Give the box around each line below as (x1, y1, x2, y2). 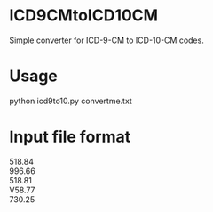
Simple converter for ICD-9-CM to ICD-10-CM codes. (9, 35, 204, 45)
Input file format (9, 126, 131, 147)
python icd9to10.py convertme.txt (9, 95, 133, 106)
